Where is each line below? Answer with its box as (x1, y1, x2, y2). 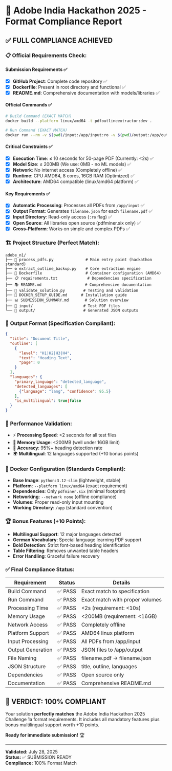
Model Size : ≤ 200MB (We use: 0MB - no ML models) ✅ (12, 161, 132, 167)
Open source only (81, 671, 124, 678)
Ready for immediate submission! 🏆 (5, 732, 85, 738)
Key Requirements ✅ (5, 190, 50, 197)
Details (112, 579, 131, 586)
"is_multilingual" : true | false (14, 398, 81, 403)
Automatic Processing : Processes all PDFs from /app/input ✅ (12, 203, 145, 209)
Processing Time (8, 604, 49, 612)
